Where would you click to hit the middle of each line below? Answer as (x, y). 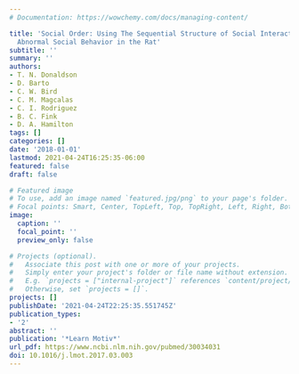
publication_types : (45, 314)
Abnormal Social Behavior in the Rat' (89, 42)
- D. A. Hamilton (41, 125)
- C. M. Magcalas (41, 100)
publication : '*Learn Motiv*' (65, 339)
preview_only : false (55, 240)
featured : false (39, 166)
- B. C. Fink (33, 117)
